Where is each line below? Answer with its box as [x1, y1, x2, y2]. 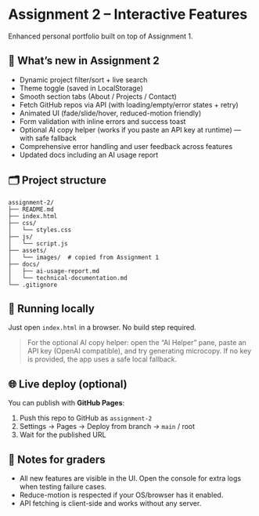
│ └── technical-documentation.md [8, 274, 128, 282]
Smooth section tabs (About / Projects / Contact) [19, 92, 178, 101]
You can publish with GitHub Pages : [8, 398, 125, 408]
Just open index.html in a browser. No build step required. [8, 323, 197, 332]
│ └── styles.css [8, 226, 72, 234]
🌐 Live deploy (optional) [8, 377, 128, 391]
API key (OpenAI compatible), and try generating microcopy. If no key [27, 347, 252, 356]
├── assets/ [8, 246, 47, 254]
